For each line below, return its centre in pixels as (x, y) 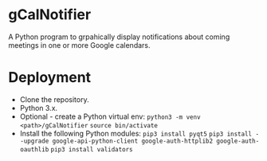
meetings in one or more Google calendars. (79, 45)
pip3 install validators (92, 149)
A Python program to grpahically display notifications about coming (119, 37)
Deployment (50, 78)
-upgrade (34, 141)
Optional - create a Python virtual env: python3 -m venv (110, 116)
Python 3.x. (39, 108)
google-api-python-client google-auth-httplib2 (133, 141)
